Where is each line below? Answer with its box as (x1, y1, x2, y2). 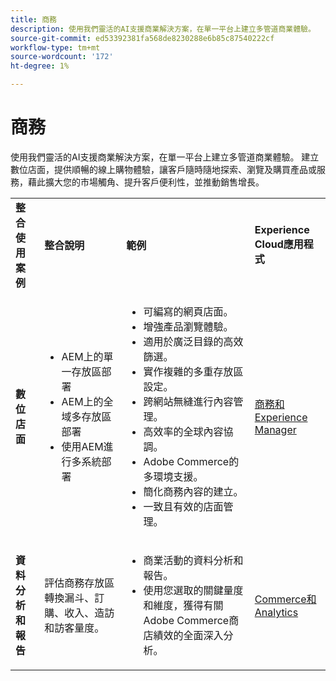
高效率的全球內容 (143, 424, 224, 438)
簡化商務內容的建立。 (143, 484, 244, 498)
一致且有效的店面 (143, 499, 224, 513)
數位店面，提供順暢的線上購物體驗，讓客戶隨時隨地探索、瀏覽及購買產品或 (10, 163, 317, 175)
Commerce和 (254, 592, 317, 606)
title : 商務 (10, 14, 57, 25)
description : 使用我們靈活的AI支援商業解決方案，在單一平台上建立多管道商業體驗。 (10, 24, 316, 34)
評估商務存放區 (44, 576, 115, 590)
